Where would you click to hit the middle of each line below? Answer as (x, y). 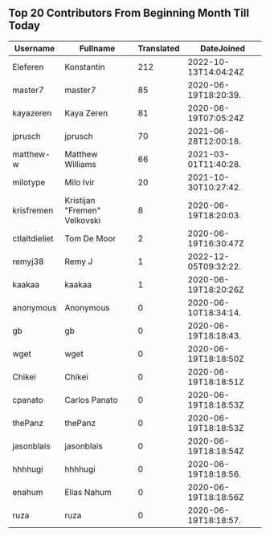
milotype (29, 182)
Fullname (97, 48)
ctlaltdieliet (33, 238)
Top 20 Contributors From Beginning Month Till (129, 13)
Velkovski (83, 220)
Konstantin (85, 67)
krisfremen (33, 210)
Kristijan (80, 200)
